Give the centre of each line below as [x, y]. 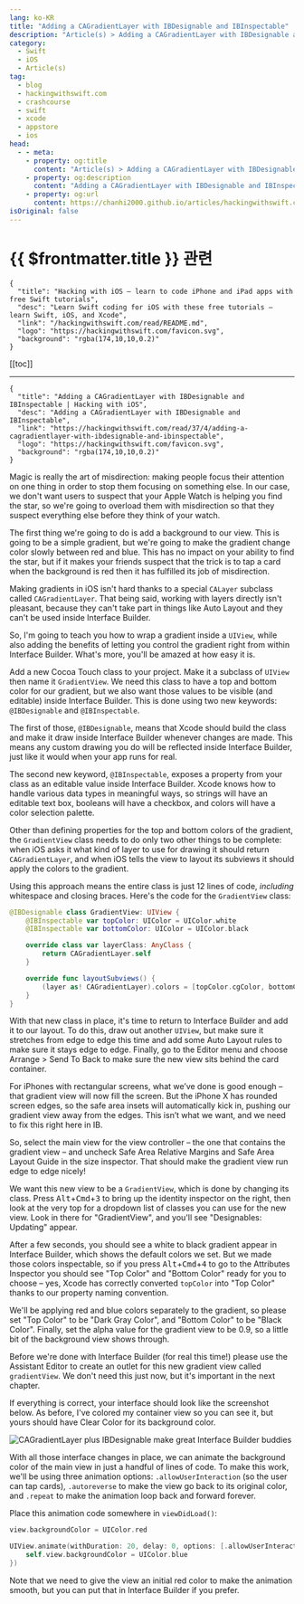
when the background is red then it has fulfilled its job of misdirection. [139, 571]
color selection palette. [52, 812]
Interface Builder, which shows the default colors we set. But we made [141, 1255]
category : [28, 43]
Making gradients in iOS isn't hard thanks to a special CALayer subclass [141, 588]
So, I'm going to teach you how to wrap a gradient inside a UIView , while [143, 635]
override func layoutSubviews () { [90, 978]
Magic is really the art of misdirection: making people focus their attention [147, 477]
